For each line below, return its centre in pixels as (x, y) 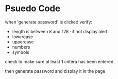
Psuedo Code (33, 9)
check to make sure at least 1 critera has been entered (59, 61)
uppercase (23, 41)
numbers (21, 47)
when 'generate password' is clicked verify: (49, 22)
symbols (21, 52)
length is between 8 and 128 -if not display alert (60, 31)
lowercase (22, 37)
